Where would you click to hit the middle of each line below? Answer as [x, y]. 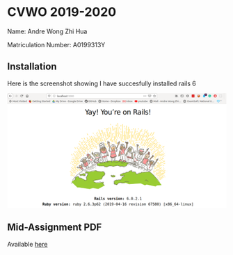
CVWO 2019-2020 [62, 12]
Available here [27, 244]
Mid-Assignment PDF [55, 228]
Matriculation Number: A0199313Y [56, 44]
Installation [32, 67]
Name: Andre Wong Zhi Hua [47, 31]
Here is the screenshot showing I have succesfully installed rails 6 [102, 83]
